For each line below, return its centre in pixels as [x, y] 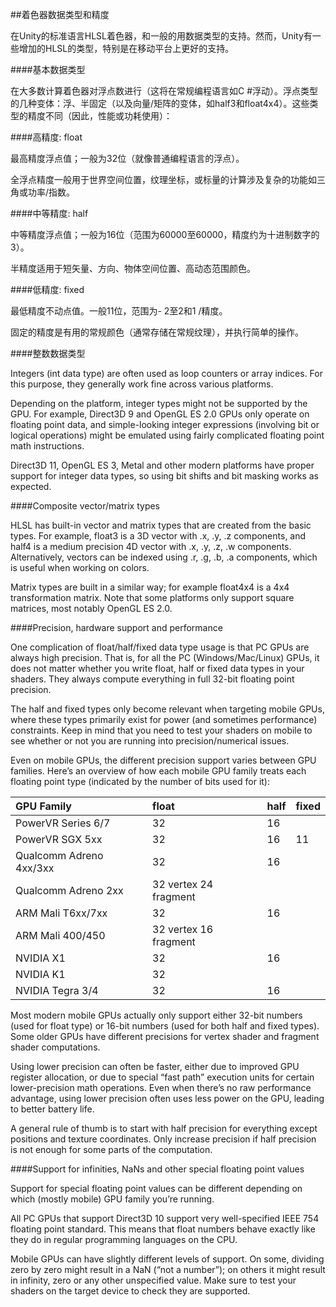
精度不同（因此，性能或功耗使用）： [100, 116]
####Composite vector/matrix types [85, 506]
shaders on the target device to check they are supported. [130, 1291]
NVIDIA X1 [40, 958]
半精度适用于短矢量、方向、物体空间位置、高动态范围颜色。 [133, 268]
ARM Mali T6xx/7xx [61, 913]
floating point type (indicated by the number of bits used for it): [140, 781]
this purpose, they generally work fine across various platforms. [142, 384]
